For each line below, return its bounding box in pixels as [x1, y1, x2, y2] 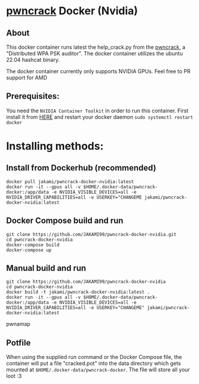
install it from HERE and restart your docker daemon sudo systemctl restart [6, 113, 194, 120]
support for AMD [6, 74, 48, 81]
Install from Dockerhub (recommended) [6, 163, 156, 173]
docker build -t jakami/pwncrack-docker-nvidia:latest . [6, 289, 150, 295]
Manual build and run [6, 263, 86, 273]
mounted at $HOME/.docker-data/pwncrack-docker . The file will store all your [6, 366, 190, 373]
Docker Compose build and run [6, 216, 124, 226]
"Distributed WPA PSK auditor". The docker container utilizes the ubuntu [6, 50, 183, 57]
